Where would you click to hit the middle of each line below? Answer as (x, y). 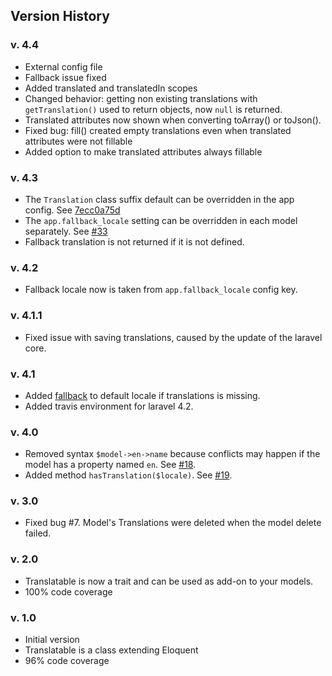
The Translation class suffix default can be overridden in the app (159, 199)
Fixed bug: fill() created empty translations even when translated (158, 130)
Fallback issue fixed (65, 77)
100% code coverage (68, 591)
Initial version (52, 640)
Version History (60, 16)
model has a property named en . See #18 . (110, 465)
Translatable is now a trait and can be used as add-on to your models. (169, 581)
